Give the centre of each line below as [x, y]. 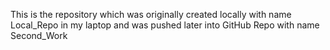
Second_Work [39, 35]
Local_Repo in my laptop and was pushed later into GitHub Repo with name [165, 25]
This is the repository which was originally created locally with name [151, 14]
